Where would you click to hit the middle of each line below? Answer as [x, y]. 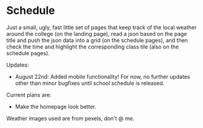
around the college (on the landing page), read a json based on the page [97, 33]
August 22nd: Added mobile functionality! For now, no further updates [102, 76]
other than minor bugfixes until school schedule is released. [90, 83]
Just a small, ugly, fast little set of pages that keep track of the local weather [101, 27]
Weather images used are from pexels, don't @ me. [70, 118]
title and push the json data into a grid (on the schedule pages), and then [97, 40]
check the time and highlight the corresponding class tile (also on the [93, 47]
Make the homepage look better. [56, 106]
